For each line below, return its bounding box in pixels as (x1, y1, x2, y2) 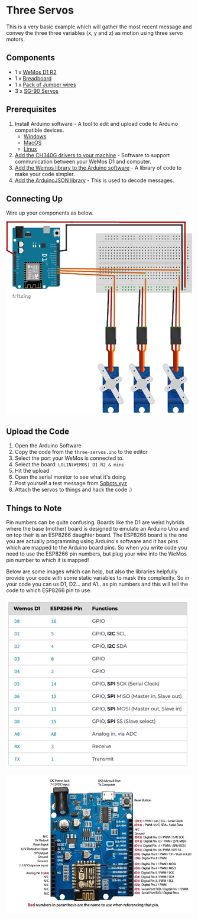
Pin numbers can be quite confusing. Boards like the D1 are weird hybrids (6, 518, 185, 526)
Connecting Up (6, 193, 63, 204)
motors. (6, 35, 25, 43)
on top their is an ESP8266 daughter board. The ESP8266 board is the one (6, 531, 188, 538)
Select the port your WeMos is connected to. (14, 454, 124, 462)
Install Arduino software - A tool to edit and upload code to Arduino (14, 120, 178, 127)
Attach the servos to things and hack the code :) (14, 486, 132, 493)
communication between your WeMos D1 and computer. (14, 158, 152, 165)
